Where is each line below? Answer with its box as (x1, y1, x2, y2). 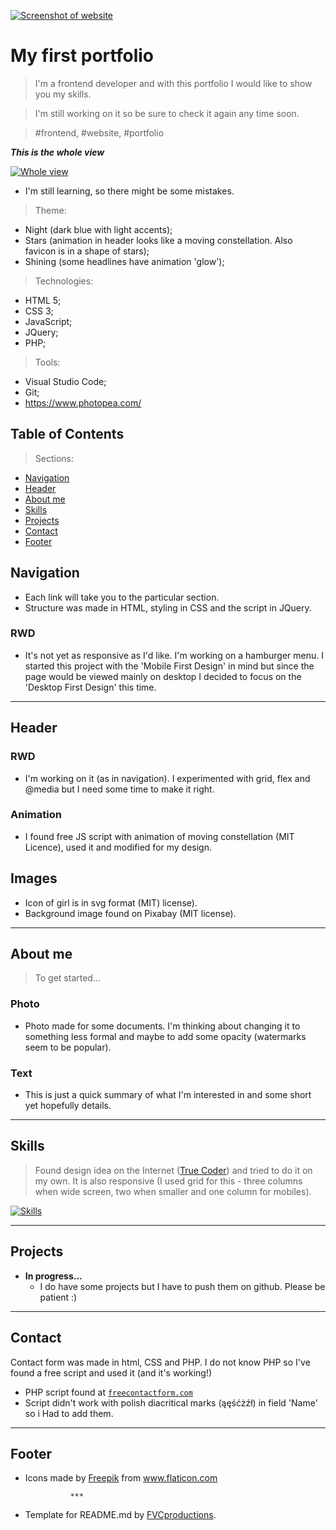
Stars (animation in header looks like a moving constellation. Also (24, 234, 293, 246)
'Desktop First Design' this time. (24, 681, 157, 693)
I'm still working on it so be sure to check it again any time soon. (34, 107, 300, 119)
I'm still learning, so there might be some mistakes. (24, 185, 235, 197)
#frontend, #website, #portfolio (34, 126, 165, 139)
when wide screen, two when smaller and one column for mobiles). (34, 1185, 312, 1197)
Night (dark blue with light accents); (24, 223, 173, 235)
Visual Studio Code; (24, 375, 107, 387)
